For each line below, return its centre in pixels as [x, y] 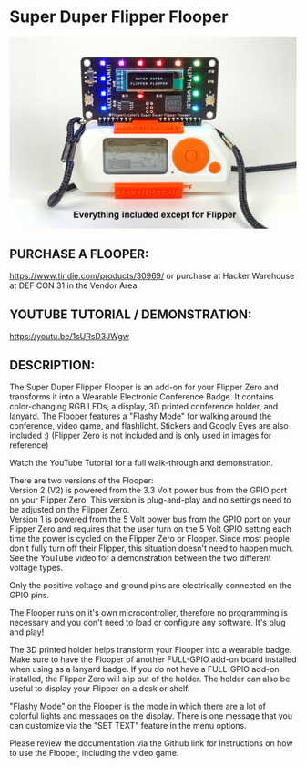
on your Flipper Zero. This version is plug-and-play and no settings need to [150, 500]
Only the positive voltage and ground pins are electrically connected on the [151, 586]
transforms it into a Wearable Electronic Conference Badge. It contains [142, 397]
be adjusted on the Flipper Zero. [70, 510]
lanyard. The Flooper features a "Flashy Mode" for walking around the [141, 416]
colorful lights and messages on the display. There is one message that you [151, 716]
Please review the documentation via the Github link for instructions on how [151, 743]
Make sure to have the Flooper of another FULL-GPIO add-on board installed [153, 659]
